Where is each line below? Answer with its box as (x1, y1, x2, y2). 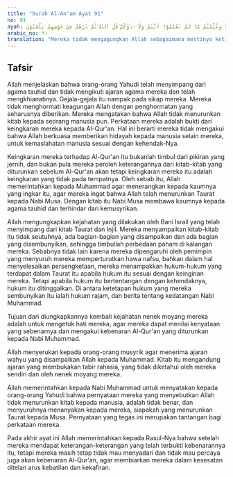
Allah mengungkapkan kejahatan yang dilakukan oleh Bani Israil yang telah (7, 217, 221, 226)
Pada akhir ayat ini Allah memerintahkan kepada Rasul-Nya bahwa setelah (7, 433, 220, 442)
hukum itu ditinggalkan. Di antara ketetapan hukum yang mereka (7, 284, 192, 292)
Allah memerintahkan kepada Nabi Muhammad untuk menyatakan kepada (7, 383, 218, 392)
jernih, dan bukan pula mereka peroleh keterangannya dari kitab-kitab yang (7, 160, 223, 168)
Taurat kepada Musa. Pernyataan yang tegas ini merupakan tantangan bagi (7, 412, 222, 421)
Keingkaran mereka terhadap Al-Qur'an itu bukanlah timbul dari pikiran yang (7, 152, 225, 160)
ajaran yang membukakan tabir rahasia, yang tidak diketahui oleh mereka (7, 362, 216, 371)
